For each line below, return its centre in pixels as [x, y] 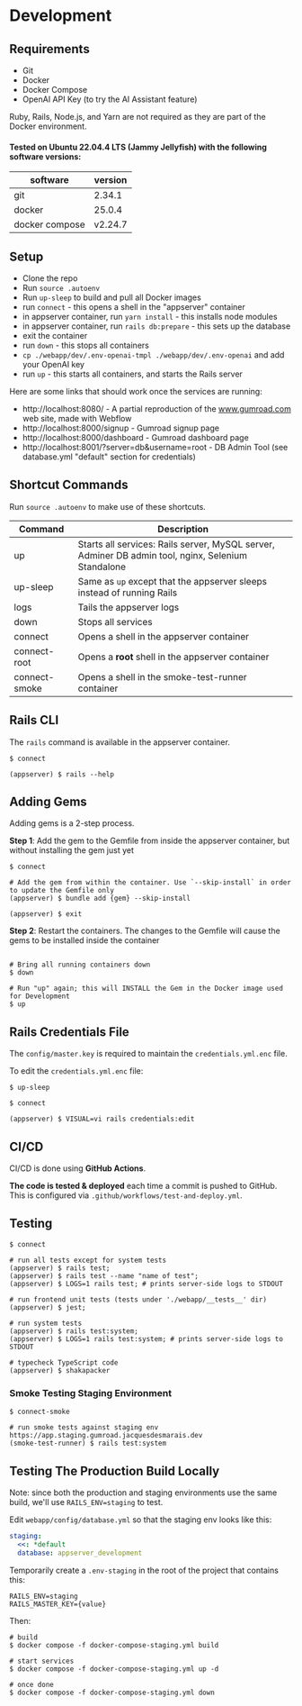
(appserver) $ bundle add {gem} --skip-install [100, 898]
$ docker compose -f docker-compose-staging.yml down [112, 1692]
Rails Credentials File [70, 1032]
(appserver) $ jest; [48, 1307]
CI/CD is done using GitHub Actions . [78, 1168]
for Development [40, 996]
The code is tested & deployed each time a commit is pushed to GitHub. [143, 1186]
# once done [31, 1684]
